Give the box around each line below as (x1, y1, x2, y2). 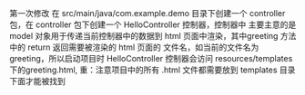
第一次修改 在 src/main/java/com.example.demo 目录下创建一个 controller (9, 8, 286, 18)
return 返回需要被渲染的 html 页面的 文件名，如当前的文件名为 (26, 42, 259, 52)
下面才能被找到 (9, 76, 66, 86)
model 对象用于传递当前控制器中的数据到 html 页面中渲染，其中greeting (9, 31, 279, 41)
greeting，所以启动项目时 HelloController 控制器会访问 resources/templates (9, 53, 293, 63)
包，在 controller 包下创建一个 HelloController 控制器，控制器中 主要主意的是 (9, 19, 297, 30)
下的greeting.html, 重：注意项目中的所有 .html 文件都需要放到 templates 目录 (9, 64, 296, 75)
